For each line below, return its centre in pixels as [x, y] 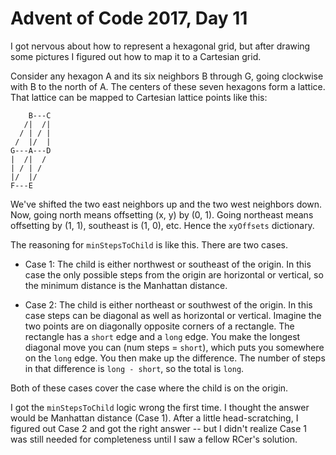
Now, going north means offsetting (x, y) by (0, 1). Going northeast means [162, 214]
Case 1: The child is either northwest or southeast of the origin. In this [168, 264]
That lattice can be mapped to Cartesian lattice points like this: [139, 97]
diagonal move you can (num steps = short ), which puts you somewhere [174, 347]
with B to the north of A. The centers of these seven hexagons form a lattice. [168, 86]
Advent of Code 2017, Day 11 [129, 18]
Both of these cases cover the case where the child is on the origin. [149, 388]
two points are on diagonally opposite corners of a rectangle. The [159, 326]
